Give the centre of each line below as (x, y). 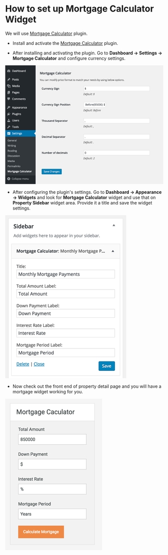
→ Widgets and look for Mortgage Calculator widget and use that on (84, 197)
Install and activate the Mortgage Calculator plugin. (65, 43)
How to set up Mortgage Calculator (79, 9)
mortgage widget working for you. (48, 391)
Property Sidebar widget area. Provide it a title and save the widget (82, 202)
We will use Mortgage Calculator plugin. (46, 33)
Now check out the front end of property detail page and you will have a (87, 386)
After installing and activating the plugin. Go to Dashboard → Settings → (87, 53)
